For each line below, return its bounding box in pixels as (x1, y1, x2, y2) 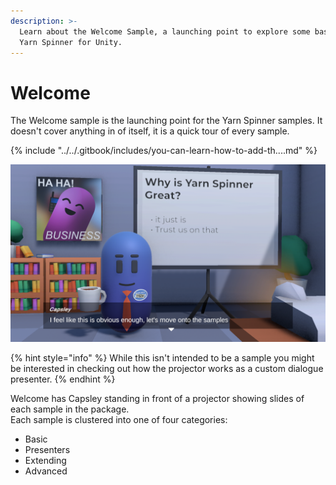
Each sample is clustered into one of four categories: (10, 413, 228, 425)
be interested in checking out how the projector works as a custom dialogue (10, 362, 324, 374)
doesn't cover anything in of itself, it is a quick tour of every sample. (10, 125, 290, 137)
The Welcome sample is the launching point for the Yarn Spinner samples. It (10, 115, 323, 127)
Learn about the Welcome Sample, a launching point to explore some (19, 26, 311, 37)
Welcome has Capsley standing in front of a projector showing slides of (10, 392, 305, 404)
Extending (24, 454, 67, 466)
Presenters (24, 443, 71, 455)
